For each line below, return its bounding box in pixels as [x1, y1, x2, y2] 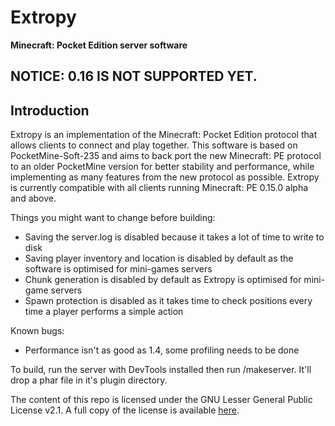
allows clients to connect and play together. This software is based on [10, 139, 298, 151]
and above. [10, 192, 57, 205]
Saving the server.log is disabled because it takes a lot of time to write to [24, 231, 325, 243]
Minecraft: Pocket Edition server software [10, 39, 188, 51]
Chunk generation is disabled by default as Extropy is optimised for [24, 274, 302, 286]
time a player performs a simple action [24, 306, 184, 318]
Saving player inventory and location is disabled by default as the [24, 252, 294, 265]
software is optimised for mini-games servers [24, 263, 213, 275]
